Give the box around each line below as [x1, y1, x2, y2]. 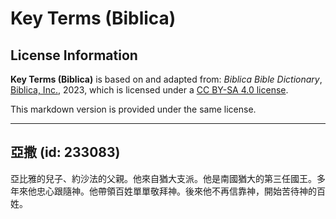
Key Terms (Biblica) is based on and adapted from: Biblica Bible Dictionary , [10, 73, 323, 85]
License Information [10, 47, 138, 64]
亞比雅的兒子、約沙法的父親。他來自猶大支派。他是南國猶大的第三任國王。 [10, 172, 317, 184]
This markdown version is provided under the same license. [10, 103, 257, 115]
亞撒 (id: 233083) [10, 144, 121, 161]
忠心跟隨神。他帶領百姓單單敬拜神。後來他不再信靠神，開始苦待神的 [36, 185, 317, 197]
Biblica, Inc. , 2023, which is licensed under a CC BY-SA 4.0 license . [10, 84, 289, 96]
